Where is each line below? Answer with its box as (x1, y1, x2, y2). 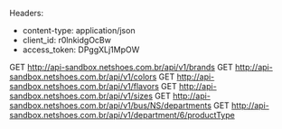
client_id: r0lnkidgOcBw (22, 35, 111, 45)
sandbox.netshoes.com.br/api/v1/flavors (9, 81, 160, 91)
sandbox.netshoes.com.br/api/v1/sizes (9, 90, 154, 101)
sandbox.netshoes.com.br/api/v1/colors (9, 71, 157, 82)
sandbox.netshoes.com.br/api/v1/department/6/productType (9, 110, 235, 120)
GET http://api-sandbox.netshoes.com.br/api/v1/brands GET (9, 62, 233, 72)
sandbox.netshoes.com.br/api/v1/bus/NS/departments (9, 100, 212, 111)
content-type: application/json (22, 25, 136, 35)
